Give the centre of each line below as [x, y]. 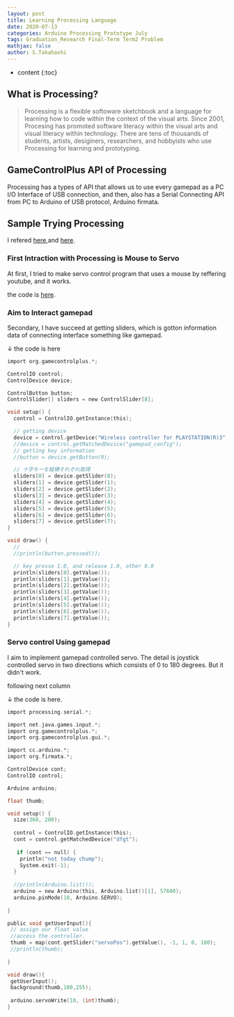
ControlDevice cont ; [37, 770]
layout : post [26, 14]
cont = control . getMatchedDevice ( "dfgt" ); [76, 840]
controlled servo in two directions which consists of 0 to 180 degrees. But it [116, 665]
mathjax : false [29, 46]
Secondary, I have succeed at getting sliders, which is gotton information [112, 328]
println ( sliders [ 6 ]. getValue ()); [62, 611]
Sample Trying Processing [65, 223]
